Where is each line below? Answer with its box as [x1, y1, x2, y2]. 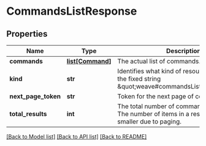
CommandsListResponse [6, 4, 137, 18]
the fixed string [117, 75, 161, 83]
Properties [6, 29, 48, 39]
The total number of [117, 102, 175, 111]
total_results [9, 110, 47, 118]
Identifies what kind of [117, 67, 182, 75]
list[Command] [66, 57, 112, 65]
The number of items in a [117, 110, 189, 118]
